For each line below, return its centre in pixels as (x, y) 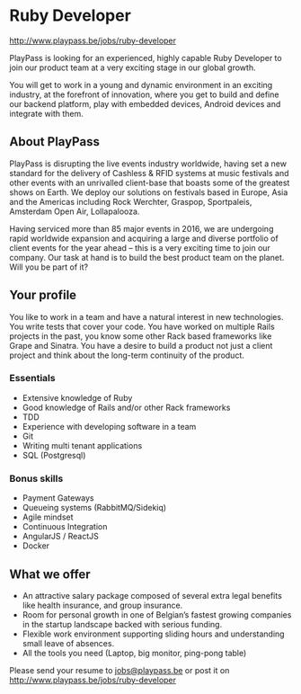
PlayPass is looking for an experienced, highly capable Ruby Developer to (146, 58)
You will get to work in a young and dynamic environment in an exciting (141, 85)
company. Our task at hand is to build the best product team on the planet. (147, 257)
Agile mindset (48, 517)
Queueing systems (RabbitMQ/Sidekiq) (94, 508)
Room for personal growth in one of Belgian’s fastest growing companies (157, 614)
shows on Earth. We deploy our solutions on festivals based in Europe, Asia (149, 192)
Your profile (43, 295)
